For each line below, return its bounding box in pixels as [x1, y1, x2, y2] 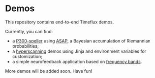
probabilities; [12, 43, 39, 49]
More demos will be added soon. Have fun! [5, 68, 93, 74]
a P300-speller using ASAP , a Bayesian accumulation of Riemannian [12, 38, 151, 44]
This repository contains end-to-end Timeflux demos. [5, 19, 114, 25]
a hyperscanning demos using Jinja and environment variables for [12, 48, 147, 54]
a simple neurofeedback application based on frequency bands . [12, 58, 142, 64]
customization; [12, 53, 43, 59]
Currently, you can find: [5, 28, 53, 34]
